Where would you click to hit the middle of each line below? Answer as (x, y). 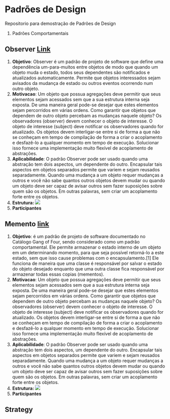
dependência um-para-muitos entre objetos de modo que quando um (85, 67)
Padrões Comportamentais (40, 33)
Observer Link (28, 49)
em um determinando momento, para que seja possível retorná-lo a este (88, 252)
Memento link (27, 224)
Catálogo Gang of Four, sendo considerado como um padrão (76, 242)
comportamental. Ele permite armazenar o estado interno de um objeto (87, 247)
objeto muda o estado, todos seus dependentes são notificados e (81, 72)
